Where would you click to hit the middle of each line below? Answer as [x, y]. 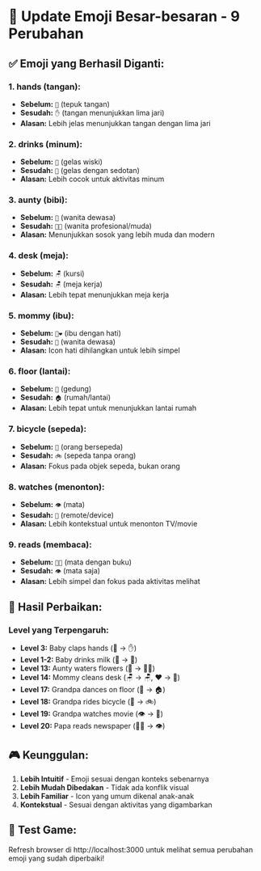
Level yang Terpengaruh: [59, 630]
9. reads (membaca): [50, 544]
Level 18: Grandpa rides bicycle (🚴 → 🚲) [88, 701]
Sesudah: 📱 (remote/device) [67, 515]
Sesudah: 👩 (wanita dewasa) [67, 342]
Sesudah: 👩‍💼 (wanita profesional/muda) [86, 226]
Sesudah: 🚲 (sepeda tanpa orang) [78, 455]
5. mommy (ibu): [41, 315]
